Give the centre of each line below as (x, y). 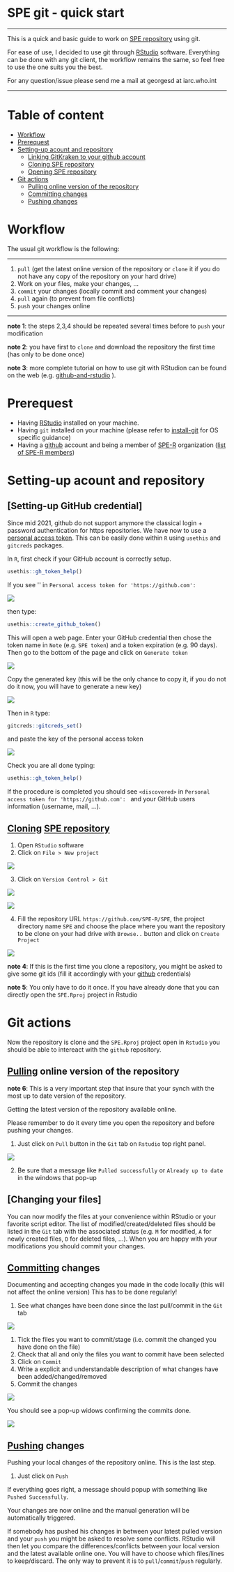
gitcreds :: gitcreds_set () (45, 726)
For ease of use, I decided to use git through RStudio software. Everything (114, 52)
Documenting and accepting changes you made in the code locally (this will (116, 1285)
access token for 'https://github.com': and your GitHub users (101, 799)
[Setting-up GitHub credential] (75, 506)
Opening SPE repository (62, 172)
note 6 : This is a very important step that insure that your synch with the (111, 1088)
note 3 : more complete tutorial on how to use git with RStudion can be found (117, 368)
